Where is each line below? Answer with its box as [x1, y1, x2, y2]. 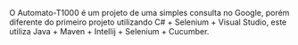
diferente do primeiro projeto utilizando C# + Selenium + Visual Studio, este [9, 17, 287, 27]
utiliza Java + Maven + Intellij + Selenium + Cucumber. [9, 26, 210, 36]
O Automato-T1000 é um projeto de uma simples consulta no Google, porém [9, 8, 290, 18]
